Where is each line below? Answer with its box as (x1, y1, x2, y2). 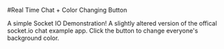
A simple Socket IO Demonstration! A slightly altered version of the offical (7, 19, 217, 27)
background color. (7, 34, 60, 42)
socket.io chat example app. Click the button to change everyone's (7, 27, 198, 35)
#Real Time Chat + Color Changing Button (7, 6, 128, 14)
